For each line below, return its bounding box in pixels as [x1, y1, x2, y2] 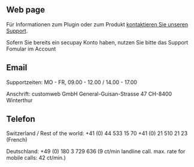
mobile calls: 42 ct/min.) [6, 154, 66, 162]
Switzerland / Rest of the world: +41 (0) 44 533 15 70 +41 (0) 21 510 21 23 [6, 130, 188, 137]
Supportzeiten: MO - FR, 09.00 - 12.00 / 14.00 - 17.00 [6, 78, 138, 86]
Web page [6, 5, 45, 15]
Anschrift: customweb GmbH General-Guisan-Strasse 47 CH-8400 [6, 90, 172, 97]
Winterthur [6, 96, 33, 104]
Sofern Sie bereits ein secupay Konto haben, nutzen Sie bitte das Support [6, 38, 188, 46]
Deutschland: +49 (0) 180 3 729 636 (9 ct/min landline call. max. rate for [6, 148, 186, 155]
